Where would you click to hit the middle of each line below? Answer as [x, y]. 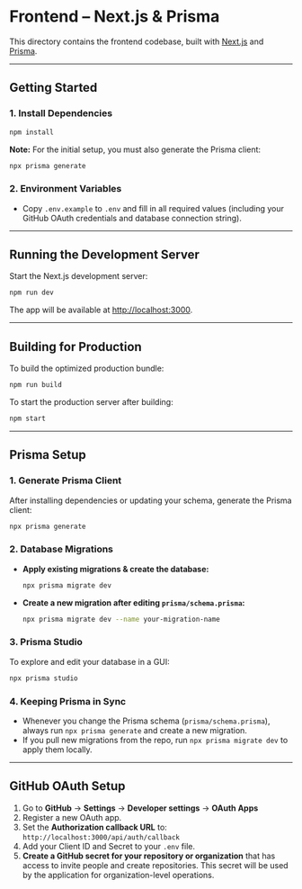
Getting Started [53, 88]
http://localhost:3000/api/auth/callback [101, 837]
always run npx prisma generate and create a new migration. [134, 730]
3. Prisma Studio [46, 642]
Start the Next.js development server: [79, 276]
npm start [28, 419]
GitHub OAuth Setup [67, 786]
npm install [31, 132]
